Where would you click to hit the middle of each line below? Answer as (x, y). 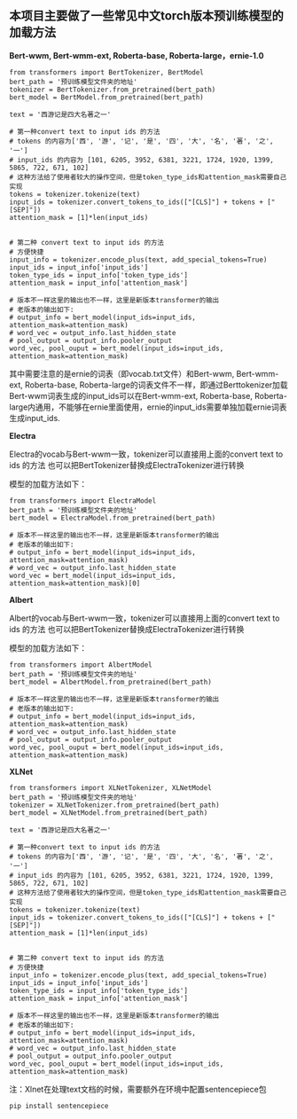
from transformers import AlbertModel (81, 665)
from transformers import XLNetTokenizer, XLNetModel (111, 787)
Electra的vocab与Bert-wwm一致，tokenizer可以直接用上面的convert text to (146, 454)
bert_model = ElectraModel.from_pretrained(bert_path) (113, 518)
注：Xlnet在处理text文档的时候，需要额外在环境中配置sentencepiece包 (138, 1089)
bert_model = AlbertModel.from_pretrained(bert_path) (111, 682)
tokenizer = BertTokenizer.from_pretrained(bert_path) (113, 90)
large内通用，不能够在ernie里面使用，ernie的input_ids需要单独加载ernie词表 (148, 407)
